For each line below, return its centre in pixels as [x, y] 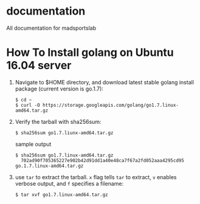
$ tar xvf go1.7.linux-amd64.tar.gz [61, 195]
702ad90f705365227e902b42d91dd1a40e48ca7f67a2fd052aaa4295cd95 [102, 160]
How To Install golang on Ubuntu [90, 53]
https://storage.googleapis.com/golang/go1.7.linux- [111, 105]
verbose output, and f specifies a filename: [69, 183]
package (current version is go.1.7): [59, 89]
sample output [33, 144]
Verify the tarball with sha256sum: [58, 121]
